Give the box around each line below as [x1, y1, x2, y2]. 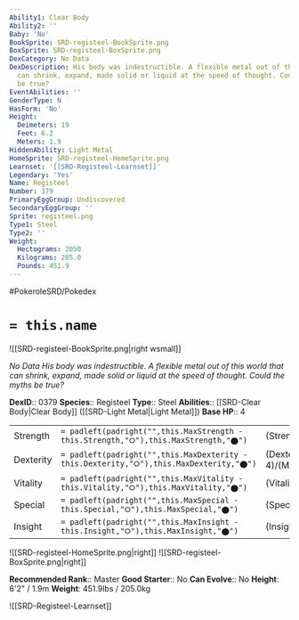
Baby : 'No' [9, 29, 50, 38]
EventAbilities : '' [9, 87, 82, 96]
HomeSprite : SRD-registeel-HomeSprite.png [9, 153, 169, 163]
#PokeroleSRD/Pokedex [9, 286, 97, 297]
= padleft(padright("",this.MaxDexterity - [61, 450, 248, 460]
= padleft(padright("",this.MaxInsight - [61, 517, 238, 526]
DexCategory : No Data [9, 54, 90, 63]
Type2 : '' [9, 228, 46, 237]
